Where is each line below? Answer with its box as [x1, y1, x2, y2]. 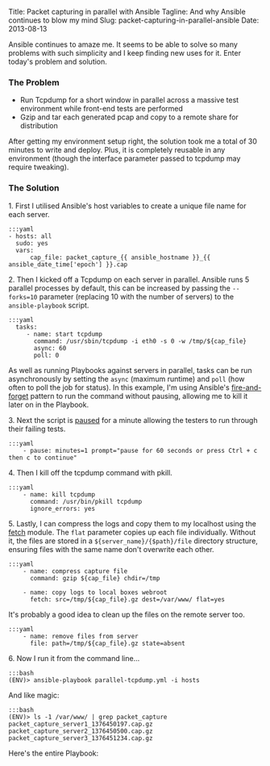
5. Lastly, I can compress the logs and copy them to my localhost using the [8, 518, 256, 528]
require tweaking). [8, 162, 69, 172]
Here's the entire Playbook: [8, 748, 99, 758]
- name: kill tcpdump [23, 490, 95, 499]
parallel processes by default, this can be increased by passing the [8, 283, 231, 293]
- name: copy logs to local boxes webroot [23, 588, 168, 596]
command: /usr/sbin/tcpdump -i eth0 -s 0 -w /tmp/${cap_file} [33, 337, 247, 345]
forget [8, 391, 29, 400]
